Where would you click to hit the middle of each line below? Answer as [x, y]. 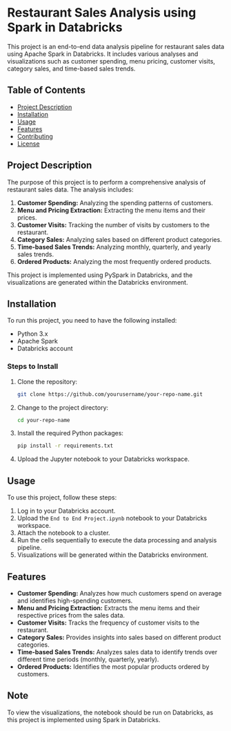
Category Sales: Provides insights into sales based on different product [119, 637]
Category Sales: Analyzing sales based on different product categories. [119, 239]
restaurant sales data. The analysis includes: [70, 189]
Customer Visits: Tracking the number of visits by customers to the [113, 225]
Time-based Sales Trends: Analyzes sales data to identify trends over [117, 652]
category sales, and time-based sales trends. [71, 68]
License [28, 144]
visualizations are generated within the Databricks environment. [98, 282]
